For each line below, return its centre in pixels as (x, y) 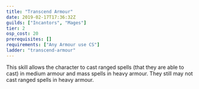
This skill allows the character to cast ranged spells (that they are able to (95, 67)
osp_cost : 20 (22, 34)
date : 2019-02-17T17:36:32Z (41, 17)
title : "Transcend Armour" (40, 12)
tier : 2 (16, 28)
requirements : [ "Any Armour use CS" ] (53, 45)
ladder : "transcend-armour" (41, 50)
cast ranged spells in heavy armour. (50, 80)
